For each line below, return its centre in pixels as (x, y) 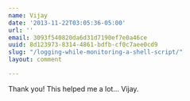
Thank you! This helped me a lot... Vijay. (74, 88)
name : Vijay (28, 15)
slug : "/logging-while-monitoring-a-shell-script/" (95, 52)
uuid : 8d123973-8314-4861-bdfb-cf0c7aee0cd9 (83, 45)
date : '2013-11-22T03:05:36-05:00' (67, 23)
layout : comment (35, 60)
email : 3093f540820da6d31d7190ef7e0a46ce (78, 37)
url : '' (21, 30)
